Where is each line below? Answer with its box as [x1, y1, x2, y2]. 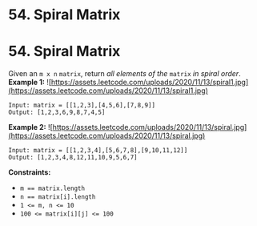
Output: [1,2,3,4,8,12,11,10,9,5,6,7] [8, 154, 138, 162]
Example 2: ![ [8, 123, 54, 132]
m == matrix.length [19, 184, 86, 193]
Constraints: [8, 167, 51, 177]
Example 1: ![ [8, 78, 52, 87]
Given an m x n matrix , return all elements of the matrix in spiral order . [8, 69, 242, 79]
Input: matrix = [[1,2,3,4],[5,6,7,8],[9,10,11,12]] [8, 147, 188, 155]
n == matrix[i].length [19, 193, 96, 201]
